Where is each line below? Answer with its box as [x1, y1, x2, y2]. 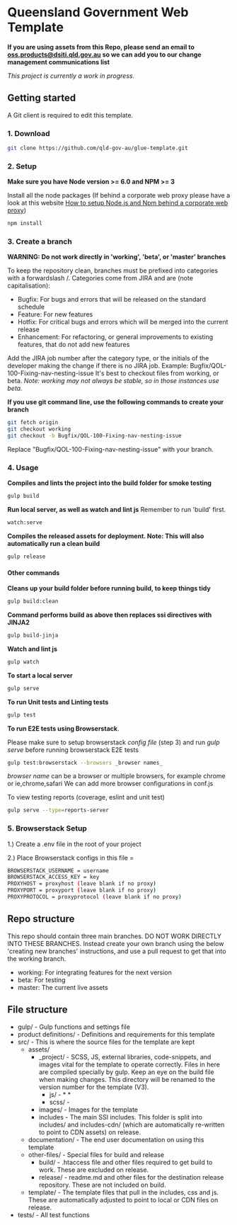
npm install [7, 220, 42, 227]
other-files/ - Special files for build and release [28, 1150, 165, 1158]
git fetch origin [7, 419, 59, 426]
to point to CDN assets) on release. [38, 1127, 141, 1136]
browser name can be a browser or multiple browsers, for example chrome [7, 772, 226, 780]
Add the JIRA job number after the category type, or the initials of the [7, 354, 209, 363]
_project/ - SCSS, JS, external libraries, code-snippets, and [38, 1052, 212, 1061]
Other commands [7, 568, 60, 577]
